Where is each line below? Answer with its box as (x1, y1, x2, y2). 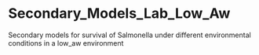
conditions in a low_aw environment (8, 38, 124, 47)
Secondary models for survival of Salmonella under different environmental (8, 30, 251, 40)
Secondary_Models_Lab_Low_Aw (8, 5, 231, 22)
